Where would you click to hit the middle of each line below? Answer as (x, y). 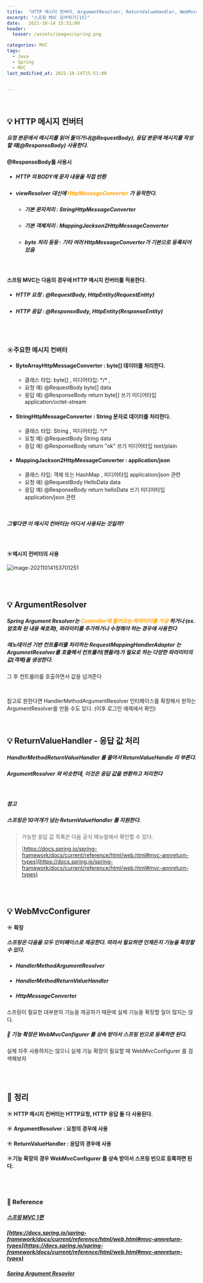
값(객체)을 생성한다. (30, 660)
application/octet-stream (55, 402)
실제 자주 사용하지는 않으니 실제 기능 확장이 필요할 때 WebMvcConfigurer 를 (97, 1051)
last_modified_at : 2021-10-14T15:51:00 (57, 73)
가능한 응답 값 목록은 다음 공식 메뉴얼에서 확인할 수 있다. (87, 836)
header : (17, 29)
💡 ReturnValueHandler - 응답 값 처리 (73, 741)
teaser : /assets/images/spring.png (57, 34)
